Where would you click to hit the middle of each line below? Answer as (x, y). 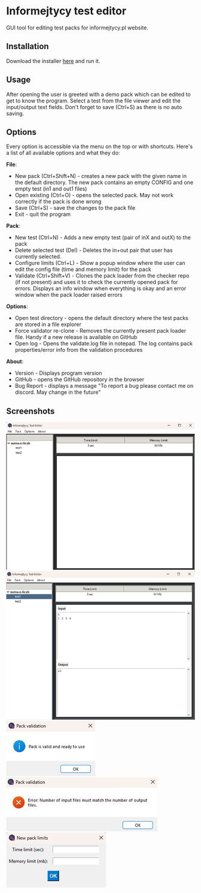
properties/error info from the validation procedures (79, 350)
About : (15, 361)
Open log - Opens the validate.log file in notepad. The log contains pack (104, 343)
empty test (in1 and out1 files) (51, 189)
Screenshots (31, 411)
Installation (28, 46)
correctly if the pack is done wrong (58, 201)
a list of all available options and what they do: (63, 153)
